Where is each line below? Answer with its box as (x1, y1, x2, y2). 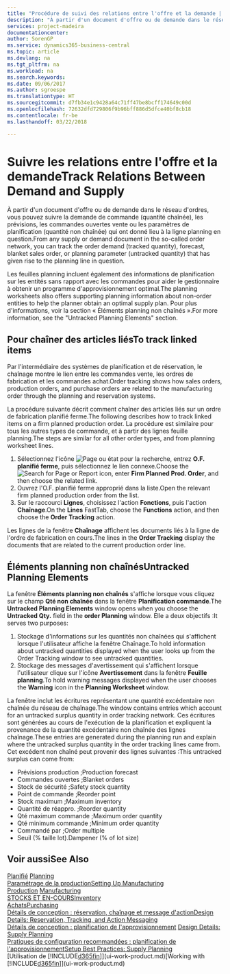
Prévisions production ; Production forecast (16, 768, 138, 776)
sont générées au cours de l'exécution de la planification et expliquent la (7, 718, 212, 727)
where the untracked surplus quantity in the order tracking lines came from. (7, 740, 220, 748)
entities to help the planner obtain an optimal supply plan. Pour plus (7, 299, 197, 307)
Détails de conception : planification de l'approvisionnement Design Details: (7, 923, 220, 931)
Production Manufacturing (7, 886, 81, 894)
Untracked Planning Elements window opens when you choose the (7, 604, 199, 613)
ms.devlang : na (7, 55, 51, 62)
